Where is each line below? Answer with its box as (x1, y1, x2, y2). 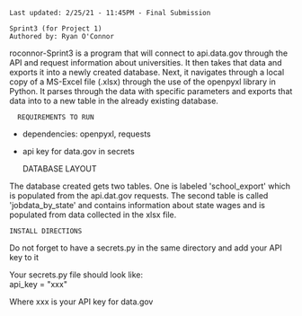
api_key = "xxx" (9, 279, 67, 289)
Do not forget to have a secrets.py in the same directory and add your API (9, 242, 282, 253)
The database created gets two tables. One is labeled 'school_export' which (9, 180, 290, 191)
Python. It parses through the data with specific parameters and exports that (9, 86, 293, 96)
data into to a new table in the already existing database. (9, 95, 218, 106)
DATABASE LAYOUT (22, 163, 97, 174)
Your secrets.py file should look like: (9, 269, 144, 280)
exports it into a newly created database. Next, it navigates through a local (9, 67, 285, 77)
